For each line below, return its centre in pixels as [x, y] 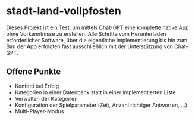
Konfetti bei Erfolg [37, 86]
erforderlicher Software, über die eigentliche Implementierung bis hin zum [97, 40]
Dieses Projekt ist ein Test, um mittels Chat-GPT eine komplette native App [97, 27]
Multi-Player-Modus [39, 111]
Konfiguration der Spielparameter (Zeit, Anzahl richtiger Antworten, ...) [101, 105]
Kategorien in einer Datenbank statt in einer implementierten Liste [95, 92]
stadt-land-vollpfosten [64, 11]
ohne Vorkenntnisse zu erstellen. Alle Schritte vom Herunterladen [86, 33]
